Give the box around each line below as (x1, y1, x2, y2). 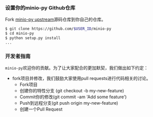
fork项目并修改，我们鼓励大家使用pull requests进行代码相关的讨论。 (12, 76, 151, 81)
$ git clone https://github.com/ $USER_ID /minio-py (5, 26, 112, 32)
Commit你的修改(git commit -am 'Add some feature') (19, 94, 127, 100)
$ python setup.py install (5, 36, 61, 40)
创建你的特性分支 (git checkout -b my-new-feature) (19, 88, 124, 94)
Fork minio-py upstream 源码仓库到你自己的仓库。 (5, 16, 106, 23)
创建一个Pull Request (19, 106, 63, 112)
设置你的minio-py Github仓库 (5, 4, 76, 11)
